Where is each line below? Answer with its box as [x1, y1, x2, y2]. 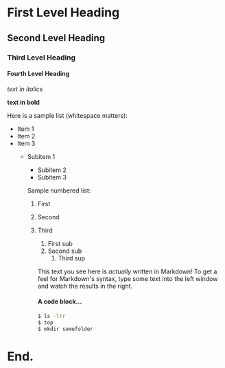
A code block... [37, 297, 82, 306]
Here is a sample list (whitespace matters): [7, 111, 128, 119]
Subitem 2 [37, 166, 67, 174]
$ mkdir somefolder [37, 326, 94, 332]
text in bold [7, 98, 40, 106]
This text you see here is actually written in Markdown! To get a [37, 267, 217, 275]
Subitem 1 [27, 152, 56, 160]
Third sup [58, 254, 86, 262]
